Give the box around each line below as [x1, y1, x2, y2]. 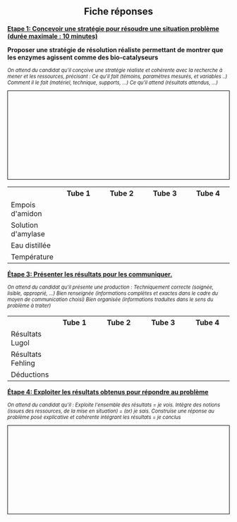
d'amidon [11, 209, 42, 218]
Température [11, 252, 54, 262]
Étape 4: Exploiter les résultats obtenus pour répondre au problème [7, 388, 209, 396]
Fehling [11, 358, 35, 368]
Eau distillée [11, 241, 51, 250]
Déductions [11, 370, 49, 380]
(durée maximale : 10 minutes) [7, 32, 98, 40]
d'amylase [11, 229, 46, 238]
